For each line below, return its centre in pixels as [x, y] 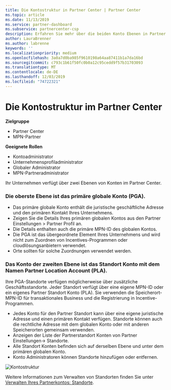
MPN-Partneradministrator [41, 173]
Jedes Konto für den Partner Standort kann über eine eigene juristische [88, 314]
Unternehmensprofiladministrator [48, 162]
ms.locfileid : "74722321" [33, 82]
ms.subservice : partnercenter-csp [42, 29]
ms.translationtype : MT [31, 67]
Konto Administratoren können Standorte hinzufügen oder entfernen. [85, 357]
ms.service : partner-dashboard [39, 24]
